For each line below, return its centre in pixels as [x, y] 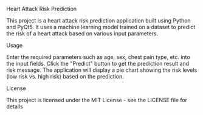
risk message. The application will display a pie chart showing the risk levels [102, 70]
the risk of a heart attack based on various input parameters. [82, 33]
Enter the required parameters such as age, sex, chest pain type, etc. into [98, 57]
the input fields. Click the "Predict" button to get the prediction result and [98, 64]
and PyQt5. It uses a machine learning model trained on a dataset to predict [101, 27]
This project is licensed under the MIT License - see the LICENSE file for [97, 100]
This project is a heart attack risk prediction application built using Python [98, 20]
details [15, 106]
